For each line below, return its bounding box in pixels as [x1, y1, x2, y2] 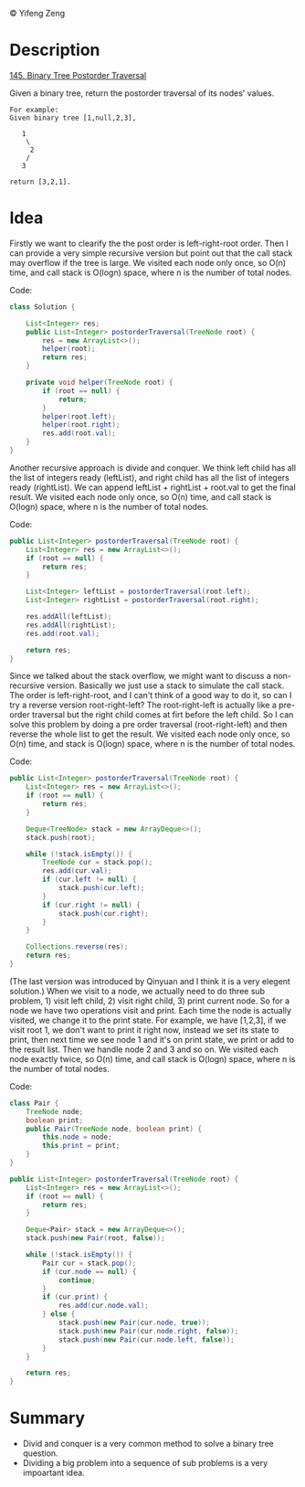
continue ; [58, 1275, 96, 1285]
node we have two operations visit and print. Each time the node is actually [9, 1004, 292, 1015]
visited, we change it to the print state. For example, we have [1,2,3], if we [9, 1014, 287, 1025]
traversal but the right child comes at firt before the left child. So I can [31, 709, 294, 720]
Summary [9, 1407, 85, 1429]
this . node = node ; [42, 1132, 112, 1142]
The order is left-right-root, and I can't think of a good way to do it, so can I [9, 690, 292, 701]
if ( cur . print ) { [42, 1292, 108, 1301]
